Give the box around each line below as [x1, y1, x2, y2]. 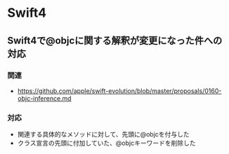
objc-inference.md [17, 94, 72, 102]
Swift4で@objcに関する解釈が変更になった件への [7, 34, 223, 46]
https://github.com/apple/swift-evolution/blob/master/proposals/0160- [17, 86, 222, 95]
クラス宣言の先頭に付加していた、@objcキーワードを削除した [17, 139, 196, 148]
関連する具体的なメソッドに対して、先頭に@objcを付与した [17, 130, 190, 139]
